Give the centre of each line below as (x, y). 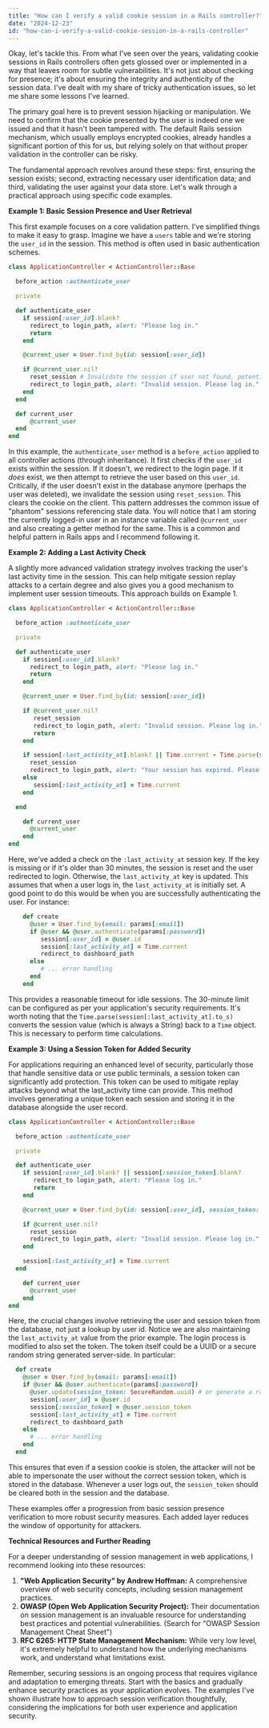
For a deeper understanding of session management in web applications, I (131, 1556)
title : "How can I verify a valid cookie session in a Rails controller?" (136, 16)
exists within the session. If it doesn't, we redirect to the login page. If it (126, 469)
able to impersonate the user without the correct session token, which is (127, 1476)
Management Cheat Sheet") (66, 1632)
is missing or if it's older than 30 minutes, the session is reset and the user (131, 868)
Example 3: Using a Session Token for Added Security (100, 1048)
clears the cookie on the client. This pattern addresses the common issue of (134, 503)
